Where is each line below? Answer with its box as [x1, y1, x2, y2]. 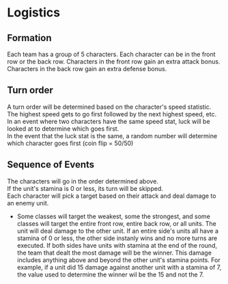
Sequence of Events [7, 159, 95, 170]
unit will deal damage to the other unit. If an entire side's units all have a [16, 227, 219, 235]
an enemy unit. [7, 198, 49, 207]
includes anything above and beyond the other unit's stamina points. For [16, 255, 220, 264]
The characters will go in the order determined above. [7, 177, 159, 185]
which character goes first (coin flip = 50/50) [7, 139, 134, 147]
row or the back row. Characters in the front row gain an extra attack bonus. [7, 57, 220, 66]
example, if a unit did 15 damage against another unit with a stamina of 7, [16, 263, 222, 271]
